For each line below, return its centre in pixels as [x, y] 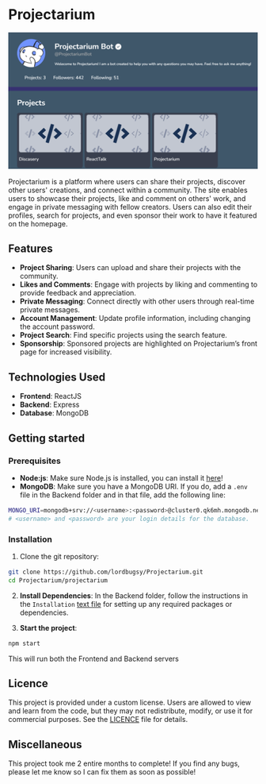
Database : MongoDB [54, 413]
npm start [25, 643]
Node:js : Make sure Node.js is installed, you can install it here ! [121, 477]
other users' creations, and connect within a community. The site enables [128, 190]
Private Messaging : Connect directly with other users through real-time [137, 301]
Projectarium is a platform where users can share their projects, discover [127, 181]
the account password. [57, 326]
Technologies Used [57, 377]
